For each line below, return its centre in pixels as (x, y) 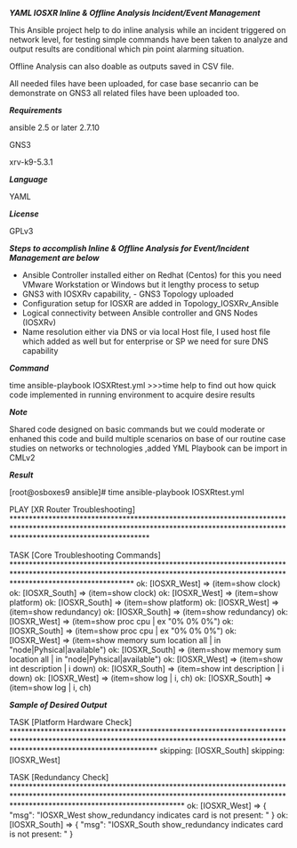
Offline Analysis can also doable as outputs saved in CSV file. (122, 66)
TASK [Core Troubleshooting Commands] (85, 555)
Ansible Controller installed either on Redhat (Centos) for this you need (152, 275)
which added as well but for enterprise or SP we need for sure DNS (145, 341)
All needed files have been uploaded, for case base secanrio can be (134, 83)
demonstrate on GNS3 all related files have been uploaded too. (124, 93)
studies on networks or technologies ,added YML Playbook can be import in (148, 448)
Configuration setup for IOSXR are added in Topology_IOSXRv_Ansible (150, 303)
